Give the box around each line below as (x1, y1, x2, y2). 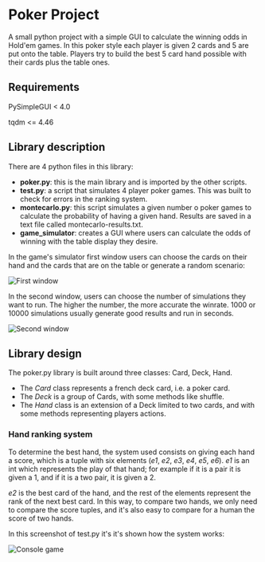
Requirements (8, 81, 80, 94)
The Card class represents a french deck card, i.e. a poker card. (19, 383, 231, 393)
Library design (8, 346, 82, 360)
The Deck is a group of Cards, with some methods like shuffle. (19, 392, 224, 402)
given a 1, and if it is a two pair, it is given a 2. (8, 473, 157, 482)
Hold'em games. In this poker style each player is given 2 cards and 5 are (8, 40, 249, 49)
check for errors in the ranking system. (19, 194, 148, 204)
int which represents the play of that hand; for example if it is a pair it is (8, 464, 241, 473)
